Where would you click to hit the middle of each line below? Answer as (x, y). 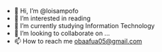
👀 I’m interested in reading (52, 18)
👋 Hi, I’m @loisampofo (46, 11)
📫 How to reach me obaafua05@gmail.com (78, 41)
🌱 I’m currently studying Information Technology (84, 26)
